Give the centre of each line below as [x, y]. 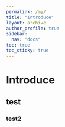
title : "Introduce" [30, 17]
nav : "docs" [26, 39]
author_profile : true [33, 28]
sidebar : [17, 34]
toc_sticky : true [27, 51]
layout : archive [26, 23]
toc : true [18, 45]
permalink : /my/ [26, 12]
